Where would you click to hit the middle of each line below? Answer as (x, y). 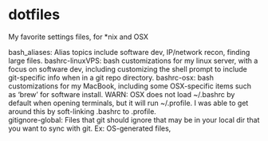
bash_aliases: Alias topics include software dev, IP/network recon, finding (129, 52)
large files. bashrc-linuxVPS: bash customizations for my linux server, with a (133, 61)
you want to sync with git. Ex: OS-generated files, (90, 128)
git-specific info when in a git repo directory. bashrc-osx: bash (111, 77)
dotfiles (34, 15)
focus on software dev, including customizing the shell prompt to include (128, 69)
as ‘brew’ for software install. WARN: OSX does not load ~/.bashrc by (122, 94)
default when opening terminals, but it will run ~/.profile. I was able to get (128, 103)
